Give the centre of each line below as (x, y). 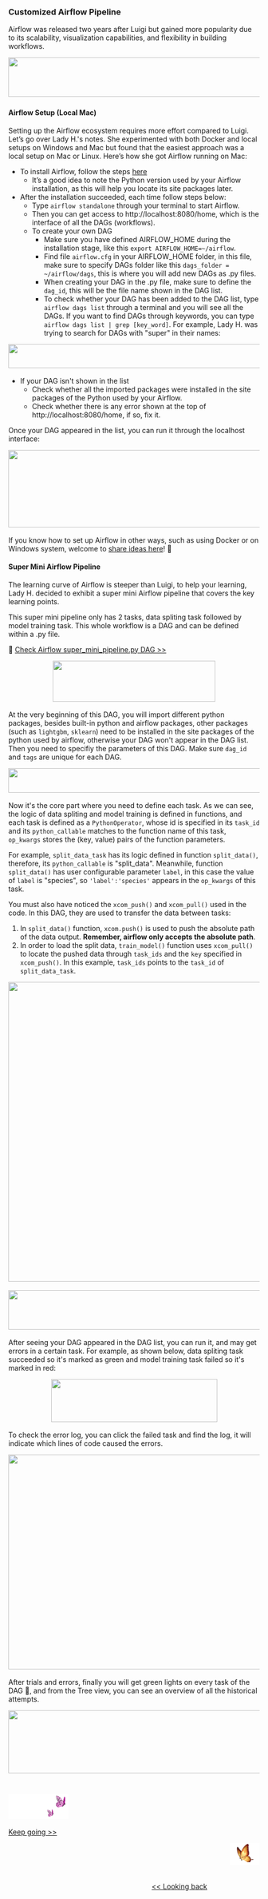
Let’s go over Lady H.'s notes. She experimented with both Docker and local (133, 139)
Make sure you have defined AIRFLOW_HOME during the (137, 239)
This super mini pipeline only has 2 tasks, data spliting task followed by (125, 617)
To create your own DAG (72, 231)
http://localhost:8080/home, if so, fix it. (96, 415)
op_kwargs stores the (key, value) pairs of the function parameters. (117, 839)
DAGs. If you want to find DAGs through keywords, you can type (149, 316)
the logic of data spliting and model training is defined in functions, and (125, 814)
